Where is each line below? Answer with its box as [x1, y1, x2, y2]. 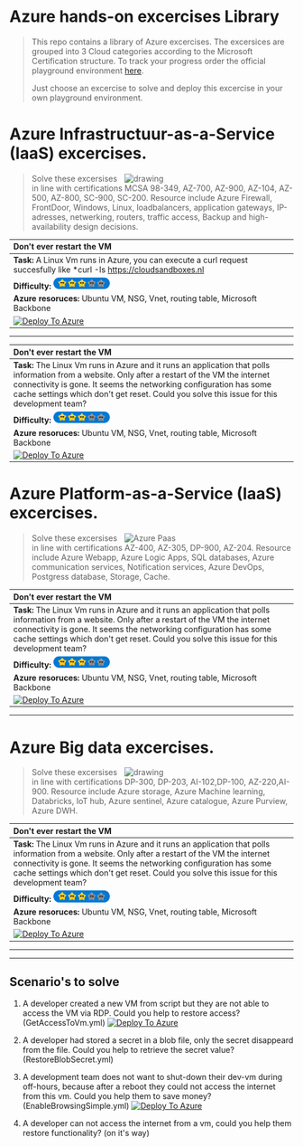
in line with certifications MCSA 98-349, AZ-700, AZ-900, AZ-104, [31, 183, 278, 194]
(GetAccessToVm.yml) [22, 1018, 106, 1029]
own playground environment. [31, 92, 143, 103]
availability [31, 221, 72, 232]
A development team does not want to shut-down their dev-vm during [22, 1072, 282, 1083]
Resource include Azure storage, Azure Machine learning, [50, 786, 266, 797]
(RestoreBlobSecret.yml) [22, 1054, 115, 1065]
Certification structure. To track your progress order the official [31, 55, 266, 66]
